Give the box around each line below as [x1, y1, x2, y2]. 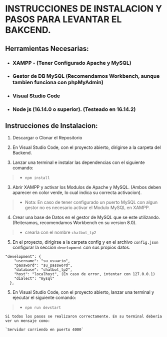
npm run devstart [24, 305, 61, 310]
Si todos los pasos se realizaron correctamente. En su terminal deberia [5, 314, 162, 319]
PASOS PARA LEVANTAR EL [5, 14, 122, 25]
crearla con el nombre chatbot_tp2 [24, 229, 96, 236]
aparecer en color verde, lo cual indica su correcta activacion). [12, 190, 142, 196]
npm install [24, 176, 50, 181]
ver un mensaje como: [5, 318, 50, 323]
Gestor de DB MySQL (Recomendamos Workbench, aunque [12, 73, 160, 80]
